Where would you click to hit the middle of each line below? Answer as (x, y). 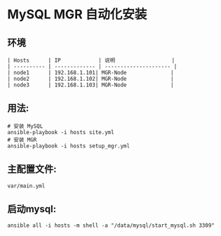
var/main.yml (26, 186)
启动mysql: (32, 209)
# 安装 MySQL (25, 126)
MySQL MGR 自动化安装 (77, 14)
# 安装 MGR (22, 140)
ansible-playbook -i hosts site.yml (61, 132)
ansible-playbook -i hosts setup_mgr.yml (69, 146)
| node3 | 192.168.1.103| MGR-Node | (91, 85)
